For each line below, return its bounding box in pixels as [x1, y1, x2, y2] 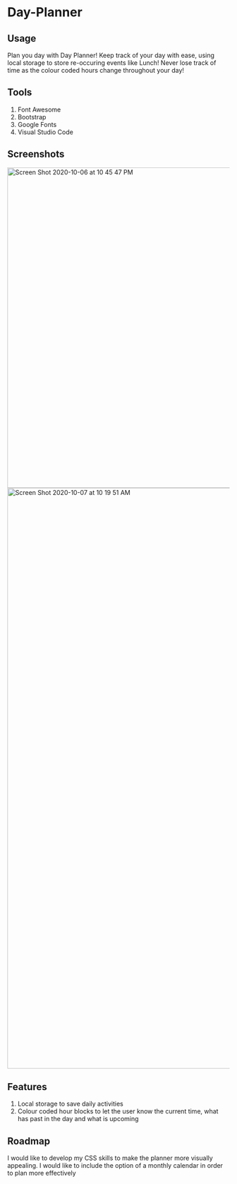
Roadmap [7, 1135, 51, 1147]
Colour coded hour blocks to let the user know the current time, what [17, 1107, 219, 1116]
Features [7, 1081, 47, 1093]
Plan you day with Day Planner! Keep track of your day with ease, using [7, 51, 215, 59]
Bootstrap [17, 112, 47, 121]
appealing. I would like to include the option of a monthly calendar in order [7, 1161, 224, 1170]
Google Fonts [17, 120, 57, 128]
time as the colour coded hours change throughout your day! [7, 66, 185, 74]
